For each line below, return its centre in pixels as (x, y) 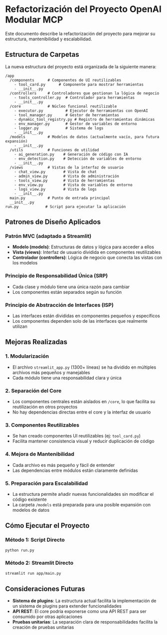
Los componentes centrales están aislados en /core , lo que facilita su (84, 402)
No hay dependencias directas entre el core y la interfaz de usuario (82, 412)
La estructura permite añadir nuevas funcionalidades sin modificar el (83, 494)
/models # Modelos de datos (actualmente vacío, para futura (84, 137)
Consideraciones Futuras (45, 589)
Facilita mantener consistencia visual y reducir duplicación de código (83, 441)
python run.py (20, 550)
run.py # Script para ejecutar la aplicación (66, 207)
